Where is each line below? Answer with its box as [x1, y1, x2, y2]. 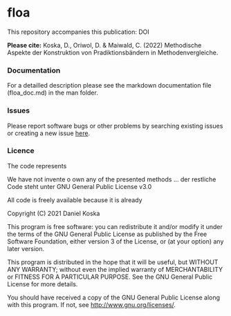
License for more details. [7, 279, 78, 288]
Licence [7, 146, 35, 156]
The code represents [7, 161, 67, 170]
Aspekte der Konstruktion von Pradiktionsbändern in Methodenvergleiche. [7, 48, 219, 57]
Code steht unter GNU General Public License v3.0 [7, 182, 152, 190]
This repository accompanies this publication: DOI [7, 28, 150, 36]
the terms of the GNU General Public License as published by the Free [7, 230, 207, 238]
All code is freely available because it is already [7, 195, 143, 204]
